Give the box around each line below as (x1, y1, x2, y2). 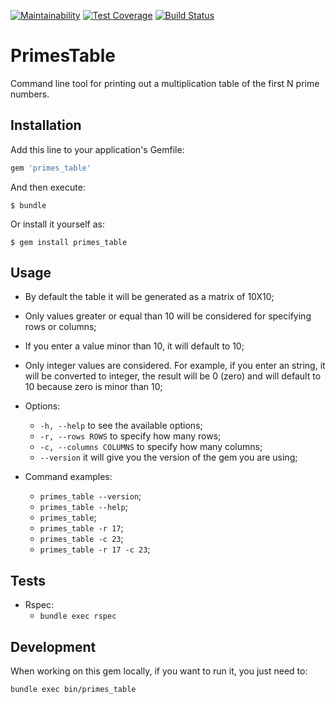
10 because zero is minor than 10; (24, 381, 163, 393)
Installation (10, 117, 82, 134)
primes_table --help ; (39, 501, 128, 513)
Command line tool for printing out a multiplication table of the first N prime (10, 77, 320, 89)
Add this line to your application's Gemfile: (10, 143, 185, 155)
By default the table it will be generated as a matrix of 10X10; (24, 291, 275, 303)
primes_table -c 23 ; (39, 533, 124, 545)
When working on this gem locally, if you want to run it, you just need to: (10, 665, 308, 677)
